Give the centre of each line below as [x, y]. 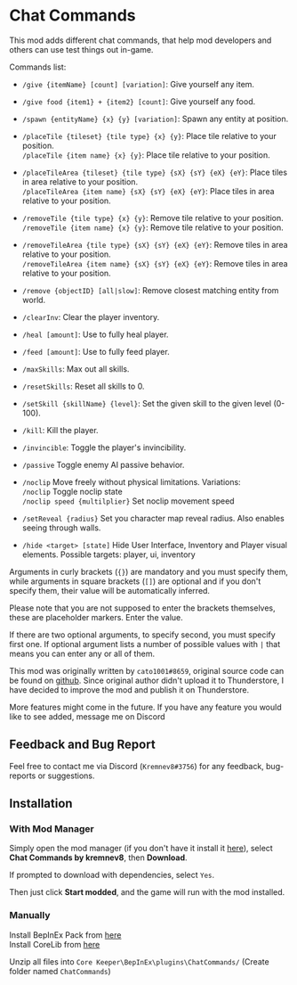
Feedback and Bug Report [82, 745]
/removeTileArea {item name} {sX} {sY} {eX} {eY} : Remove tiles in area [155, 263]
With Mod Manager [52, 829]
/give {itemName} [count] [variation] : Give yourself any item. [138, 84]
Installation [41, 804]
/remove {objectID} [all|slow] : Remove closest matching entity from [150, 290]
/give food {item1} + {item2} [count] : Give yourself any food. [139, 101]
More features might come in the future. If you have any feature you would [145, 707]
